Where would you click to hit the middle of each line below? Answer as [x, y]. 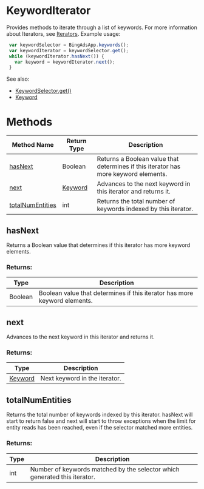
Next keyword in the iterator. [81, 379]
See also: [18, 79]
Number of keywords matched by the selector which [105, 469]
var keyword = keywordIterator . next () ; [65, 62]
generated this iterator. [63, 477]
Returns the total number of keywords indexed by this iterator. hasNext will [100, 415]
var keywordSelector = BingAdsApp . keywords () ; [69, 45]
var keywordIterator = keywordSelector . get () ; [69, 50]
